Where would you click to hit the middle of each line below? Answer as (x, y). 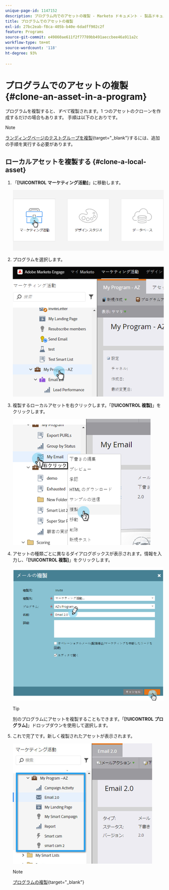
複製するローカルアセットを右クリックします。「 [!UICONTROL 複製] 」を (87, 405)
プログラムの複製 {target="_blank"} (48, 882)
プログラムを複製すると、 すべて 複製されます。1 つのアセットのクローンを (81, 111)
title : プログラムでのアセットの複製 (39, 21)
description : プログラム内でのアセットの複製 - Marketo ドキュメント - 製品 (79, 16)
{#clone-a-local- (119, 162)
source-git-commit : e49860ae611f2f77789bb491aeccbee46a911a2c (72, 37)
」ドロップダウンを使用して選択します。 (69, 725)
